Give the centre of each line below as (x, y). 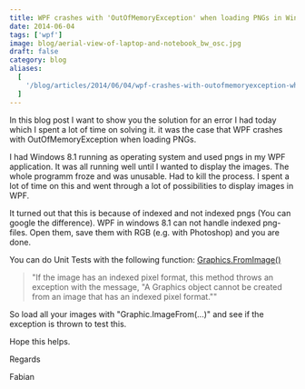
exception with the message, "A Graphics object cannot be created (157, 286)
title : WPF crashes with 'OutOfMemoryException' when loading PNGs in (146, 18)
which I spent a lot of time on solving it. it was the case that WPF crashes (146, 129)
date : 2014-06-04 (42, 26)
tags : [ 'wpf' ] (36, 35)
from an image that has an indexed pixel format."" (124, 296)
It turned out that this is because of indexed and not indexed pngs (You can (150, 213)
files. (19, 232)
